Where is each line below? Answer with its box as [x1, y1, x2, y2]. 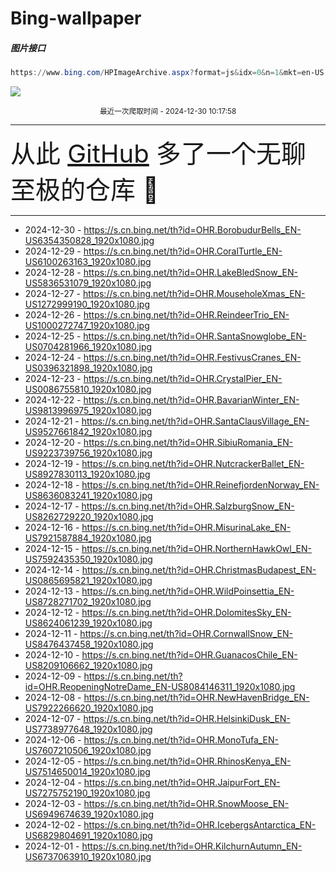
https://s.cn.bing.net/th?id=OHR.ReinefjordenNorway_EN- [81, 479, 320, 491]
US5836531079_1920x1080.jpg [24, 277, 152, 289]
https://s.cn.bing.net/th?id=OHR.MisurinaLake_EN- [81, 522, 292, 534]
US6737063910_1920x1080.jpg [24, 851, 152, 863]
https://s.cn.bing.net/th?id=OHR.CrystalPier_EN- [83, 373, 283, 385]
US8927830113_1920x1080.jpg [24, 468, 151, 481]
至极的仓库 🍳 [10, 174, 160, 206]
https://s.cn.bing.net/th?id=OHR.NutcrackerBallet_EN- [81, 458, 305, 470]
